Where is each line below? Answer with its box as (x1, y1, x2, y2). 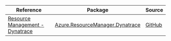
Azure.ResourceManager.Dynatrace (54, 21, 141, 28)
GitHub (145, 21, 162, 28)
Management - (8, 21, 44, 28)
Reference (16, 7, 42, 13)
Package (87, 7, 108, 13)
